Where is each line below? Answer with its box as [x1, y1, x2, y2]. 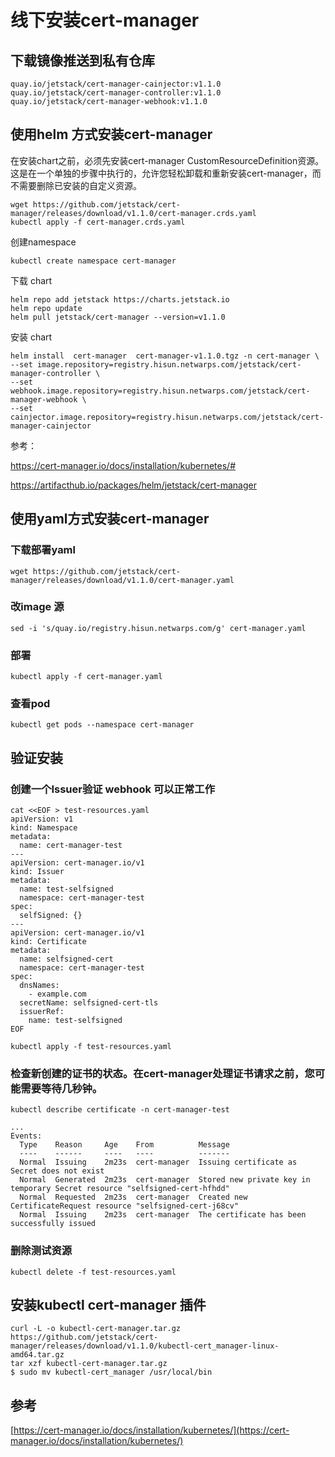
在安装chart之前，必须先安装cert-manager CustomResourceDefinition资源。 [10, 154, 325, 166]
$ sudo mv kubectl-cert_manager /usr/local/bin [10, 1367, 213, 1378]
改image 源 [10, 600, 65, 614]
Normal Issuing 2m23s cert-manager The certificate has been [19, 1210, 307, 1220]
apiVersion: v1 [10, 814, 74, 825]
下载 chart [10, 274, 53, 286]
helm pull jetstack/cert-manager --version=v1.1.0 [10, 312, 226, 322]
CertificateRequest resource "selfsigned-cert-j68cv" [10, 1201, 240, 1211]
